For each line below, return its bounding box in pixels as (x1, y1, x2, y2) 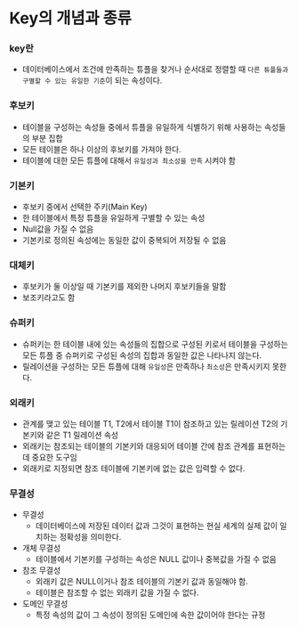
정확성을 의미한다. (59, 532, 122, 542)
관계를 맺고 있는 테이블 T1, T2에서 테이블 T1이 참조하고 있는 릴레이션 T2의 (21, 418, 278, 428)
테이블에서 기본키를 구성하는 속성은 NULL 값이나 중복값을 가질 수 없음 (35, 554, 278, 565)
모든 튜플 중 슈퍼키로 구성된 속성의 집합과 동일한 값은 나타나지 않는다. (21, 349, 262, 361)
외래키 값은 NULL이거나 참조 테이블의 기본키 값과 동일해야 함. (35, 576, 249, 587)
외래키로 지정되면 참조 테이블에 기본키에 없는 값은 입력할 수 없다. (21, 462, 246, 473)
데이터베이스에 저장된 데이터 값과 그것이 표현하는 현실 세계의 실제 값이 (35, 520, 278, 531)
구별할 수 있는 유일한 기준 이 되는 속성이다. (21, 75, 163, 86)
